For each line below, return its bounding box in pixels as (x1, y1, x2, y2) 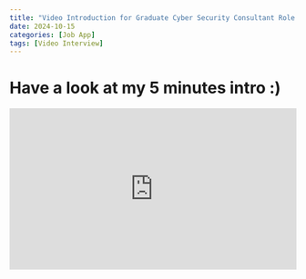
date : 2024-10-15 (9, 22, 76, 31)
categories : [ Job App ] (9, 30, 96, 39)
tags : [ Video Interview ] (9, 38, 104, 48)
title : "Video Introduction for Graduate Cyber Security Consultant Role (9, 13, 296, 23)
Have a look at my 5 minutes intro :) (9, 78, 281, 98)
